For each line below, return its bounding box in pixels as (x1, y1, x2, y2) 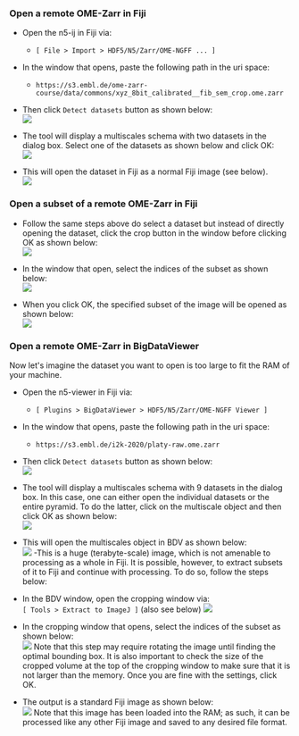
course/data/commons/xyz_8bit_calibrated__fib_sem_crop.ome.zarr (35, 88, 284, 98)
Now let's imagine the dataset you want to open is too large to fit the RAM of (9, 360, 290, 371)
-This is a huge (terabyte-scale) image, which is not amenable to (33, 548, 270, 558)
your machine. (9, 369, 62, 380)
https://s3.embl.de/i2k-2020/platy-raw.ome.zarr (35, 440, 220, 449)
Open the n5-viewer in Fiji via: (21, 387, 133, 397)
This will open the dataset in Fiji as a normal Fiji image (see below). (21, 166, 269, 177)
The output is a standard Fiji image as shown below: (21, 696, 214, 707)
